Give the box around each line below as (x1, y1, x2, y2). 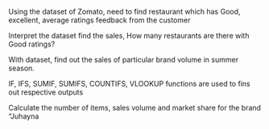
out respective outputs (8, 87, 84, 97)
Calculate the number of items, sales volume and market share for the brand (8, 103, 262, 112)
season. (8, 63, 35, 73)
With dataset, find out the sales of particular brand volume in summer (8, 55, 239, 64)
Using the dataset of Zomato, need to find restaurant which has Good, (8, 7, 241, 16)
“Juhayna (8, 111, 39, 121)
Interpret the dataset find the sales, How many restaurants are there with (8, 31, 250, 40)
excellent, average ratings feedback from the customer (8, 15, 191, 25)
